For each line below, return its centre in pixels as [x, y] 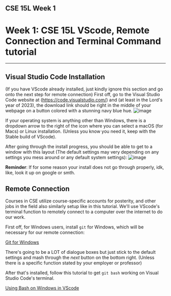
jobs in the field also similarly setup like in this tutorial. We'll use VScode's [83, 206]
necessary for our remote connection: [45, 232]
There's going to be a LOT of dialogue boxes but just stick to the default [81, 252]
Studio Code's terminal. [30, 278]
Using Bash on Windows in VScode [42, 288]
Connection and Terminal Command [83, 41]
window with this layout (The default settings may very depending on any [82, 152]
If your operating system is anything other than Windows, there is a [76, 121]
